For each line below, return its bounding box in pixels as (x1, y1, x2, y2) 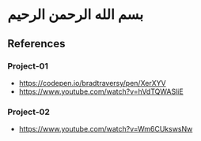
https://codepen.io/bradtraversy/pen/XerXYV (18, 78, 167, 87)
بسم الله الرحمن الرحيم (7, 6, 144, 24)
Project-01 (7, 61, 49, 72)
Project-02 (7, 106, 51, 117)
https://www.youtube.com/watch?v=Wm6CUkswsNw (18, 124, 193, 134)
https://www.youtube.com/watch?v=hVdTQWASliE (18, 87, 184, 96)
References (7, 37, 66, 50)
